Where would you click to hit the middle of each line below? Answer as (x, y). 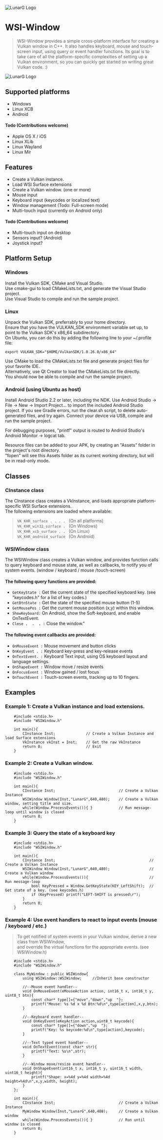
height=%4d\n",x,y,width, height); (41, 1082)
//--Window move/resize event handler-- (64, 1064)
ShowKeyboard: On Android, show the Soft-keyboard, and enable (76, 613)
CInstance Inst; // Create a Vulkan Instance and (88, 734)
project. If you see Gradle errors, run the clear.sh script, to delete (70, 411)
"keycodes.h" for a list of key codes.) (49, 597)
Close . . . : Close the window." (49, 623)
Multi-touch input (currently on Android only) (57, 210)
